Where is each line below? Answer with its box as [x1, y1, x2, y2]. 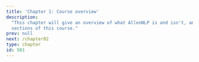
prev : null [6, 31, 33, 37]
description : [6, 14, 38, 20]
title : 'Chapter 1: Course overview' [6, 8, 99, 15]
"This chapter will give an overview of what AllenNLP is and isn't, [11, 19, 187, 25]
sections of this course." [11, 25, 78, 31]
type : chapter [6, 42, 41, 48]
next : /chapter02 [6, 36, 49, 42]
